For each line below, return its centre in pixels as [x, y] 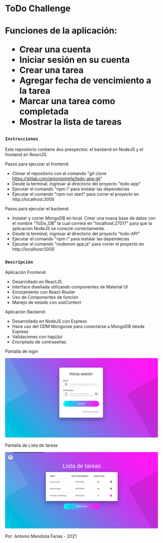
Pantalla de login [22, 351]
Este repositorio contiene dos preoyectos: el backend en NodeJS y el [74, 149]
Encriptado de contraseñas [39, 342]
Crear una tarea [51, 70]
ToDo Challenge [38, 9]
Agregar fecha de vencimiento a [85, 81]
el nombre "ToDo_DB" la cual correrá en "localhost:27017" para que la [82, 223]
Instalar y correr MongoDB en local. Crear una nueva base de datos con [84, 218]
